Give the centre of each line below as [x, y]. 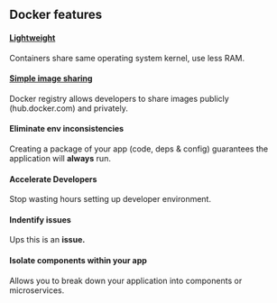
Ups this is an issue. [47, 240]
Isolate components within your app [78, 260]
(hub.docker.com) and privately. [69, 108]
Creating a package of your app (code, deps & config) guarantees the [139, 149]
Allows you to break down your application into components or [126, 280]
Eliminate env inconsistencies [67, 129]
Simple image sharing [51, 78]
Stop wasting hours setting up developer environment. [111, 199]
